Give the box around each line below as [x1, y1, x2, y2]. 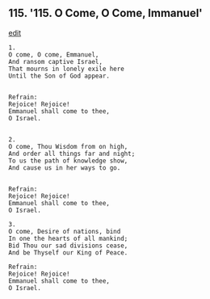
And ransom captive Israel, [8, 57, 103, 65]
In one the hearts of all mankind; [8, 234, 128, 242]
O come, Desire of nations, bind [8, 227, 121, 235]
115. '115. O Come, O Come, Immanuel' [8, 6, 204, 20]
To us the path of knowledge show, [8, 157, 128, 165]
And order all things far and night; [8, 149, 136, 158]
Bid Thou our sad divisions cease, [8, 242, 128, 250]
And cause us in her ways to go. [8, 163, 121, 172]
